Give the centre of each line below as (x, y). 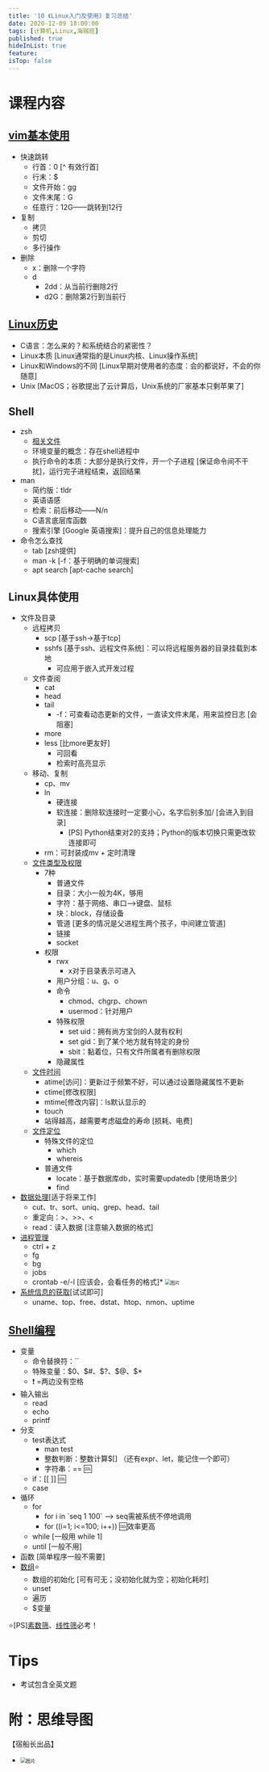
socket (67, 943)
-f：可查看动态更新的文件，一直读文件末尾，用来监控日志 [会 (157, 714)
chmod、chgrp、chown (108, 1001)
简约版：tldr (52, 490)
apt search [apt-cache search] (83, 570)
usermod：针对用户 (101, 1012)
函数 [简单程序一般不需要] (62, 1557)
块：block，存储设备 (90, 913)
